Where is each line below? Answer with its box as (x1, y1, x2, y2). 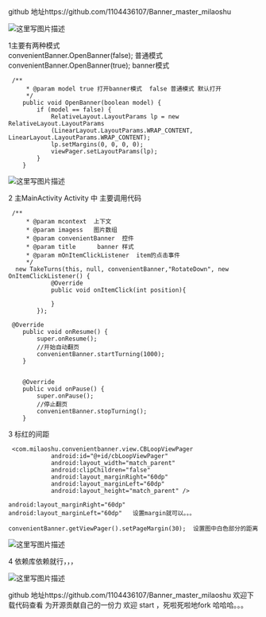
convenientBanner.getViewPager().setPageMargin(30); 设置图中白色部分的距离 (8, 525, 259, 533)
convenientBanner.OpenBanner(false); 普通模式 (8, 51, 164, 60)
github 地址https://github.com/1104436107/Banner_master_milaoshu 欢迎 (8, 591, 248, 600)
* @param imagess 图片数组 (25, 226, 118, 234)
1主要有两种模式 (8, 41, 60, 50)
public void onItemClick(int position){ (50, 286, 187, 294)
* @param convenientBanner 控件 (25, 235, 134, 243)
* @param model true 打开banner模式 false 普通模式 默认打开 (25, 85, 222, 93)
